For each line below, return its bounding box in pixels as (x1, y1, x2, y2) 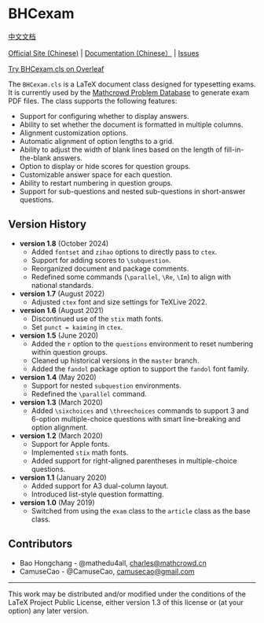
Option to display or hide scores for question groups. (19, 161, 191, 171)
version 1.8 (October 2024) (19, 238, 109, 248)
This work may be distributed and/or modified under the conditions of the (8, 589, 246, 599)
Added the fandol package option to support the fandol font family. (31, 363, 250, 374)
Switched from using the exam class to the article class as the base (31, 506, 251, 515)
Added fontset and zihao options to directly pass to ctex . (31, 247, 218, 256)
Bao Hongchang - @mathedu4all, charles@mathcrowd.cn (19, 558, 207, 567)
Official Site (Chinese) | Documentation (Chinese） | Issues (8, 48, 200, 57)
